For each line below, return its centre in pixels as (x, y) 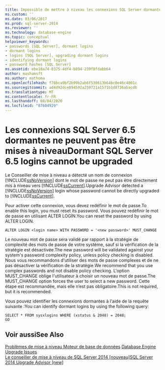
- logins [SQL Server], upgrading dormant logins (57, 55)
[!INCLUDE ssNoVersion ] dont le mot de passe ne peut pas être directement (81, 180)
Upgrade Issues (21, 352)
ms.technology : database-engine (38, 32)
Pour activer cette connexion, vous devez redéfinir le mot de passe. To (76, 205)
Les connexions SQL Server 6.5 (70, 130)
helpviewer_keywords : (27, 42)
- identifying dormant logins (36, 60)
